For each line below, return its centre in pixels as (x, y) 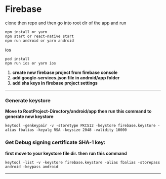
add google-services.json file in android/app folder (66, 77)
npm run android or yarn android (40, 41)
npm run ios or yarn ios (31, 63)
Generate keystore (28, 100)
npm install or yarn (26, 32)
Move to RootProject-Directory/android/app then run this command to (78, 111)
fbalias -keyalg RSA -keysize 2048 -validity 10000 (72, 130)
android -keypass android (32, 167)
